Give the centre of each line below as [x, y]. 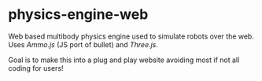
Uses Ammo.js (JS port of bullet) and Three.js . [83, 44]
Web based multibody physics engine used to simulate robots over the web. [131, 36]
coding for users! [36, 68]
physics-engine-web [78, 15]
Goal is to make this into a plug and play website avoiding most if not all [124, 60]
